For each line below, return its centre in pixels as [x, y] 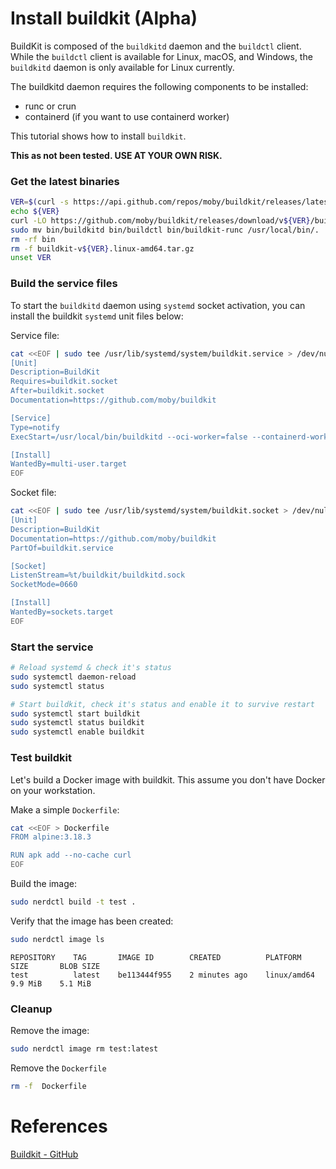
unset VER [31, 258]
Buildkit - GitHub [44, 1154]
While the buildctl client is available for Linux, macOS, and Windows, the [161, 56]
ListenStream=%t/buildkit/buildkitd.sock [98, 575]
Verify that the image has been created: [92, 921]
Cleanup [31, 1009]
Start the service [52, 647]
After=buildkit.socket [57, 391]
